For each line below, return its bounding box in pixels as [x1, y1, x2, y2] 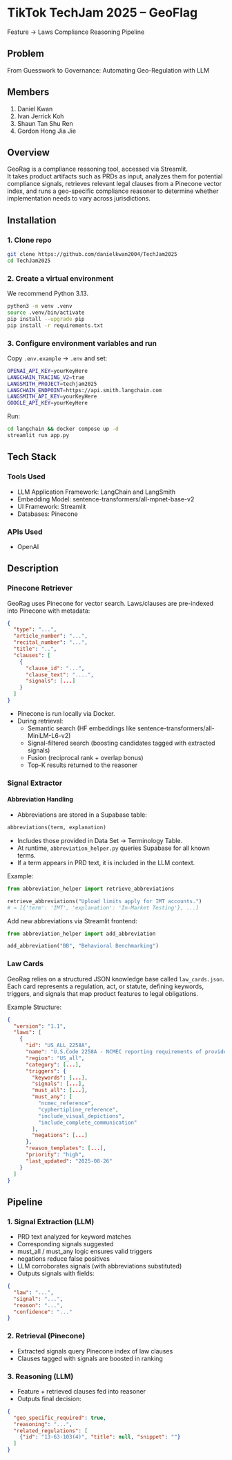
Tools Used [7, 472, 46, 481]
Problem [7, 48, 45, 59]
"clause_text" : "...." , [25, 671, 95, 678]
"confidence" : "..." [13, 1309, 72, 1315]
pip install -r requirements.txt [7, 322, 104, 329]
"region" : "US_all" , [25, 1055, 85, 1062]
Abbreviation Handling [7, 795, 74, 804]
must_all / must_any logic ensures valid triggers [17, 1247, 153, 1256]
